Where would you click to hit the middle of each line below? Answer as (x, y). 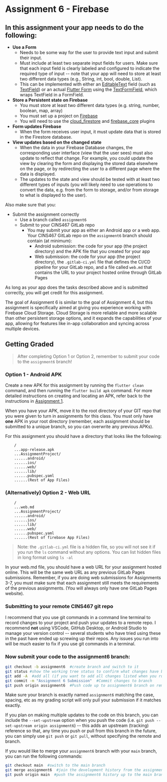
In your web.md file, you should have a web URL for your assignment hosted (83, 567)
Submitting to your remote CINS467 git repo (59, 607)
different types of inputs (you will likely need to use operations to (86, 184)
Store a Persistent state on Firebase (50, 100)
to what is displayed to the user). (53, 195)
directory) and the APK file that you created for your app (92, 251)
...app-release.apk (34, 450)
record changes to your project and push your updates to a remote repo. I (81, 622)
